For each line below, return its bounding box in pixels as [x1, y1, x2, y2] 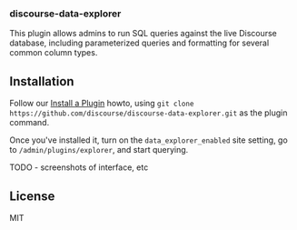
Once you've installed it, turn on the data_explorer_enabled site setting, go [9, 135, 288, 145]
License [9, 188, 55, 204]
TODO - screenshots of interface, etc [9, 162, 149, 173]
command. [9, 117, 50, 128]
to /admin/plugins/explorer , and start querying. [9, 145, 189, 155]
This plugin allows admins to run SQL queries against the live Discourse [9, 28, 277, 39]
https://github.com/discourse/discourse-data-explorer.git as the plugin [9, 107, 288, 118]
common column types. [9, 47, 98, 58]
